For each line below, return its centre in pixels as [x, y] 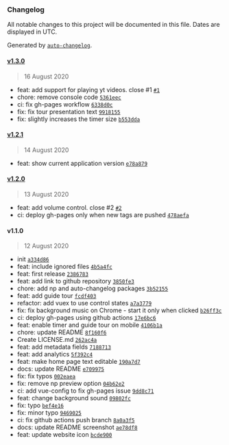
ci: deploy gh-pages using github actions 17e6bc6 [86, 318]
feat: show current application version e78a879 [82, 163]
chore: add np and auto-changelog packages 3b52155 [93, 289]
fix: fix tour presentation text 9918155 [69, 111]
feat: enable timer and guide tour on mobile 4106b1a [89, 325]
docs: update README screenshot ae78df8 [77, 427]
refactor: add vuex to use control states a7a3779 [84, 303]
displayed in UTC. [32, 32]
